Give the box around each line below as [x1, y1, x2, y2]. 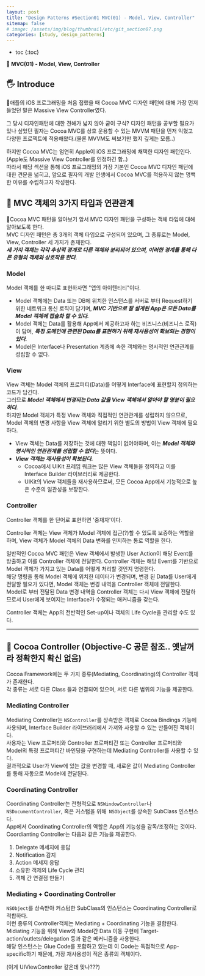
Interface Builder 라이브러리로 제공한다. [24, 471, 120, 478]
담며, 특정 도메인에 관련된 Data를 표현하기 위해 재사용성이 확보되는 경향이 [21, 328, 195, 335]
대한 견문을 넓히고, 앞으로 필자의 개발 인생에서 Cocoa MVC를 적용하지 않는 [6, 171, 185, 178]
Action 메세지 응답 [15, 859, 60, 866]
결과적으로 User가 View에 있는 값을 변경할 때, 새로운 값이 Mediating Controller [6, 762, 196, 769]
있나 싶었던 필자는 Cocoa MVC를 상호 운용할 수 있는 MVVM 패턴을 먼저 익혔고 [6, 127, 193, 135]
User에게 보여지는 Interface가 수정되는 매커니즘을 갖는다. [22, 595, 160, 603]
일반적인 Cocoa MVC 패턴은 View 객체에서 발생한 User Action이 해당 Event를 [6, 549, 193, 557]
